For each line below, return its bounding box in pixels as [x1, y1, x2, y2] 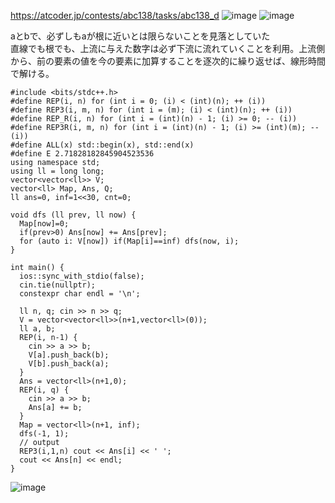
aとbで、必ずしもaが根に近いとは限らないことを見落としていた [10, 30, 271, 42]
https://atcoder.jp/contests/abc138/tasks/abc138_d [10, 10, 220, 21]
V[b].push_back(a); [28, 359, 110, 369]
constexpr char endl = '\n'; [19, 289, 141, 299]
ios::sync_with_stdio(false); [19, 271, 145, 281]
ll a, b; [19, 324, 56, 334]
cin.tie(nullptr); [19, 280, 97, 290]
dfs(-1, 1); [19, 429, 70, 439]
